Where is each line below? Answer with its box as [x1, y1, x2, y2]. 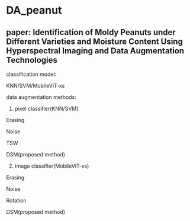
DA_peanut [6, 4, 62, 17]
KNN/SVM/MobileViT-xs [6, 82, 65, 89]
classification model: [6, 71, 57, 78]
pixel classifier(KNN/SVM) [14, 105, 79, 112]
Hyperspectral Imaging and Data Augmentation [6, 46, 185, 56]
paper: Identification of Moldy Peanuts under [6, 27, 176, 37]
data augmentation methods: [6, 94, 77, 101]
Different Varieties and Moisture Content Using [6, 36, 183, 46]
